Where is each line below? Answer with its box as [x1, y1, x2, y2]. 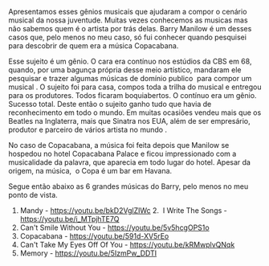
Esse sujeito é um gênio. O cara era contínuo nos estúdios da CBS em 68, [8, 56, 252, 66]
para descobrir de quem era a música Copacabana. [8, 41, 179, 51]
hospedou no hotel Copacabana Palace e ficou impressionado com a [8, 149, 237, 158]
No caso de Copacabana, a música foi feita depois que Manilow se [8, 141, 230, 149]
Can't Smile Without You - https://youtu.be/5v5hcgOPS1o [19, 223, 210, 232]
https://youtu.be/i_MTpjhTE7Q [19, 215, 120, 223]
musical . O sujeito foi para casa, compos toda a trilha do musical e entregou [8, 82, 262, 92]
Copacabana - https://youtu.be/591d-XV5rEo [19, 231, 169, 240]
